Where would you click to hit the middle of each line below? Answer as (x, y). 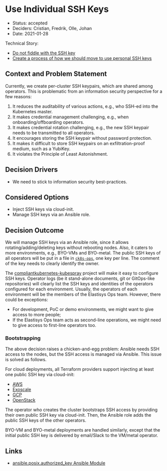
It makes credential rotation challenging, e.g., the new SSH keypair (81, 127)
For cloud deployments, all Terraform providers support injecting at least (80, 369)
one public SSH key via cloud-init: (40, 375)
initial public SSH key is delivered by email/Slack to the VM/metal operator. (82, 436)
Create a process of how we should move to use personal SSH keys (82, 58)
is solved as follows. (26, 360)
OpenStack (24, 400)
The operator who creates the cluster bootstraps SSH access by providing (82, 410)
